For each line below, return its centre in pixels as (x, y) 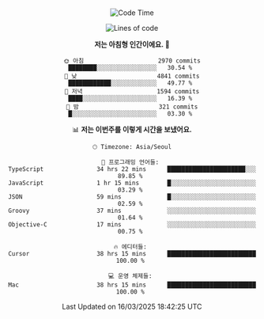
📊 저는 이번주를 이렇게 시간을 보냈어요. (132, 129)
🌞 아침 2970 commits (132, 61)
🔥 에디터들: (130, 247)
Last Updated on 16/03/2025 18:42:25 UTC (132, 306)
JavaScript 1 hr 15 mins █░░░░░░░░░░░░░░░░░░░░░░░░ (132, 183)
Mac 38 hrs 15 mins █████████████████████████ (132, 285)
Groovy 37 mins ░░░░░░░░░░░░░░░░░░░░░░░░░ (132, 211)
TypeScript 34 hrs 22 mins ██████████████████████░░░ (132, 169)
